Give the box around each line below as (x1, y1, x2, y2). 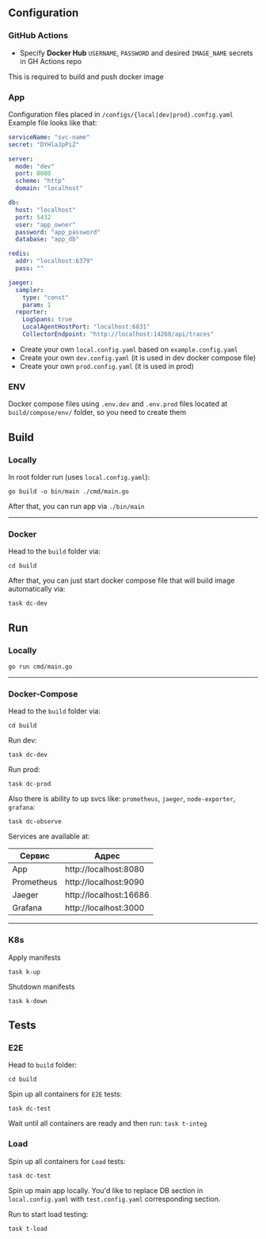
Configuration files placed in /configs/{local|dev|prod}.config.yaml (8, 109, 234, 119)
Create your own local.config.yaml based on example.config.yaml (19, 344, 238, 354)
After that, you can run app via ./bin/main (8, 501, 145, 511)
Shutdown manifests (8, 982, 75, 991)
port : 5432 (15, 213, 51, 221)
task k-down (8, 997, 47, 1005)
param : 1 (22, 301, 51, 309)
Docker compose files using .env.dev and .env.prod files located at (8, 399, 228, 409)
